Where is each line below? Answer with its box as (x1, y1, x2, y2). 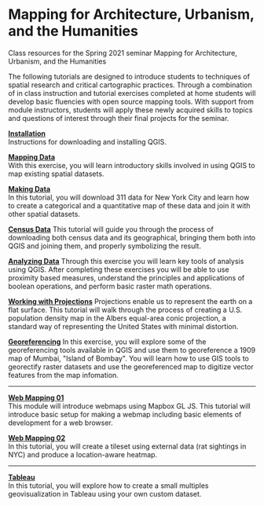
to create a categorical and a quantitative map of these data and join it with (8, 200, 251, 210)
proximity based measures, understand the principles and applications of (8, 273, 245, 282)
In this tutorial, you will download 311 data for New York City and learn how (8, 192, 250, 202)
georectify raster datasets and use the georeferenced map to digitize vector (8, 361, 254, 371)
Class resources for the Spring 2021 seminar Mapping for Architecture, (8, 48, 237, 57)
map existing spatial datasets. (8, 169, 104, 178)
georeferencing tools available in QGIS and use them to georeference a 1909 (8, 345, 256, 354)
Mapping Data (8, 152, 56, 162)
